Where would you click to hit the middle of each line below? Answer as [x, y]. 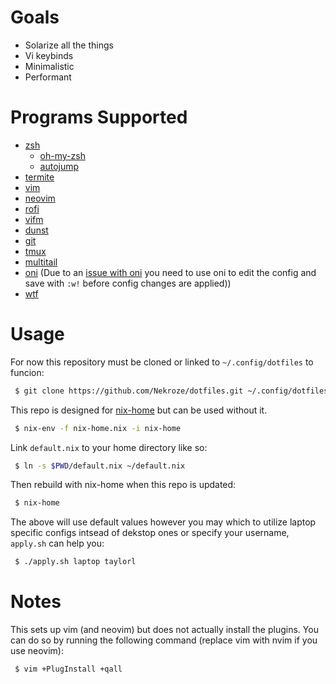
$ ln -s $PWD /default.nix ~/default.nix [100, 466]
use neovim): [37, 651]
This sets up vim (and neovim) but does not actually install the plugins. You [164, 630]
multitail [41, 262]
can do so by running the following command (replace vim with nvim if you [164, 640]
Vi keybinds [49, 55]
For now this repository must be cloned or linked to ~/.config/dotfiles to [162, 362]
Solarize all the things [69, 45]
